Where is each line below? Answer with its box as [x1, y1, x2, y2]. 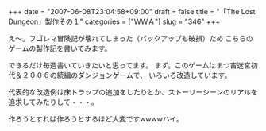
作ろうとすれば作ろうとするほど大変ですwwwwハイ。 [8, 114, 184, 123]
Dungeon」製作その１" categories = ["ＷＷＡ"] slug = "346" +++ [8, 17, 221, 26]
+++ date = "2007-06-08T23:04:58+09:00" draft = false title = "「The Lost [8, 7, 256, 16]
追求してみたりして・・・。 [8, 98, 99, 106]
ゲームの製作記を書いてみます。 [8, 44, 112, 53]
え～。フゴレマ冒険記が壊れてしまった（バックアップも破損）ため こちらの [8, 34, 253, 43]
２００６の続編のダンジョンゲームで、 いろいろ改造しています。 [21, 71, 232, 79]
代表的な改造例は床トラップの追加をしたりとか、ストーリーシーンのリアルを [8, 87, 258, 97]
